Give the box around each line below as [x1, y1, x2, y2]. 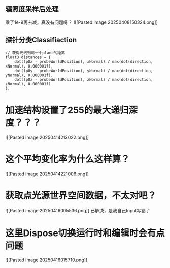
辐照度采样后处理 [5, 5, 59, 14]
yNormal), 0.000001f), [5, 73, 53, 78]
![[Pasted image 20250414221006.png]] [5, 171, 89, 177]
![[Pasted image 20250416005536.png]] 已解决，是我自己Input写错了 [5, 208, 151, 214]
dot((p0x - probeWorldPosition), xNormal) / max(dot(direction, [14, 59, 153, 64]
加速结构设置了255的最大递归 [5, 104, 129, 116]
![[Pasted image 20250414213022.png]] [5, 134, 89, 140]
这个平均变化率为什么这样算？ [5, 153, 130, 165]
